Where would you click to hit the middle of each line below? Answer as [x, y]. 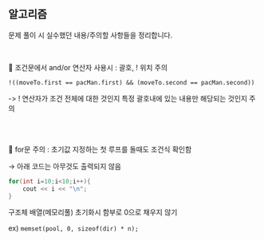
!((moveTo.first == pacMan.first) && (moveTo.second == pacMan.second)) [132, 82]
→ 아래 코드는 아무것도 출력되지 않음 [65, 166]
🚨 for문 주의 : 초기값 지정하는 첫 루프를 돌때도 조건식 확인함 [100, 149]
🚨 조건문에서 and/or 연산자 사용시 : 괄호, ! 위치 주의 [88, 67]
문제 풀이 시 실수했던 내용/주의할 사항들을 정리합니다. [91, 35]
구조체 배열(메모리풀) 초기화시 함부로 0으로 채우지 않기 [93, 212]
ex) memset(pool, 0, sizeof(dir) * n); [73, 228]
